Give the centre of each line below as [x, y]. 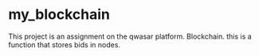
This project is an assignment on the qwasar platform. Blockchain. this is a [130, 36]
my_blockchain [59, 15]
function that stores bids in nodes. [65, 44]
